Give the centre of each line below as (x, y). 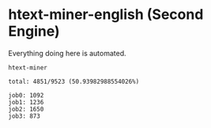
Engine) (34, 31)
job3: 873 (24, 116)
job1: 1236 (26, 102)
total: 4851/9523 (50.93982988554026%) (74, 81)
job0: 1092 (26, 95)
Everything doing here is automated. (67, 53)
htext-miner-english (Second (106, 15)
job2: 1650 (26, 109)
